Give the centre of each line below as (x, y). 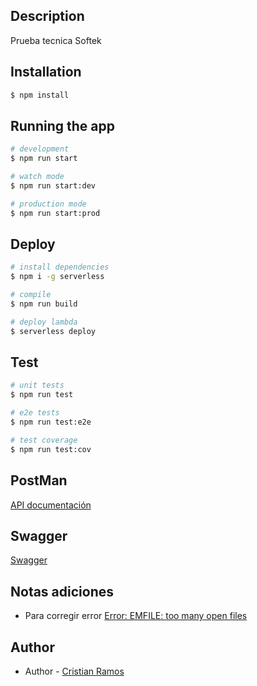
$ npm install (40, 95)
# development (40, 149)
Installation (46, 72)
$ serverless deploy (53, 331)
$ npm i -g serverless (57, 277)
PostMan (39, 480)
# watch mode (37, 177)
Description (47, 16)
